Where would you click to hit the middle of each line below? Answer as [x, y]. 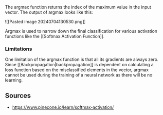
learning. [14, 80]
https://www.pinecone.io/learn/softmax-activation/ [63, 107]
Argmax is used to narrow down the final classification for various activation [81, 31]
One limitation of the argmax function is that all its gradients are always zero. [82, 59]
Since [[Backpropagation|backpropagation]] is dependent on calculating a [80, 65]
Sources [18, 95]
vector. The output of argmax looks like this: [49, 12]
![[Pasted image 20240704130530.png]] [45, 22]
